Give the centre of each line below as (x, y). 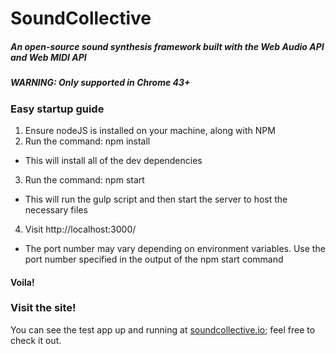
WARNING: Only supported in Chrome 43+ (100, 83)
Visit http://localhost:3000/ (80, 229)
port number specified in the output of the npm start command (154, 259)
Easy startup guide (57, 109)
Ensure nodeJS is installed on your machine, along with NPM (150, 130)
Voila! (22, 282)
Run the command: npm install (87, 141)
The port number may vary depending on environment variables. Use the (175, 248)
